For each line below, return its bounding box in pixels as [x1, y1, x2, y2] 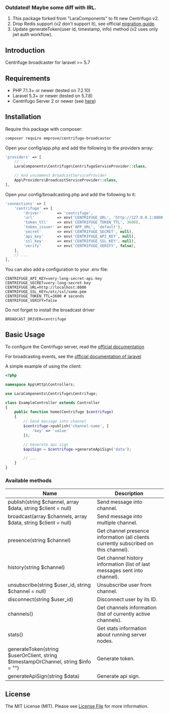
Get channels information [97, 604, 157, 611]
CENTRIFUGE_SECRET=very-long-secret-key [5, 281, 92, 286]
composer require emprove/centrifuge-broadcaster [5, 135, 112, 141]
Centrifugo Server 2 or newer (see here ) [12, 98, 96, 104]
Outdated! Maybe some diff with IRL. [5, 4, 97, 11]
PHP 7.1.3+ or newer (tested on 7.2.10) [12, 87, 91, 93]
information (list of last [97, 561, 150, 568]
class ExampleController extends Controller [5, 400, 100, 405]
